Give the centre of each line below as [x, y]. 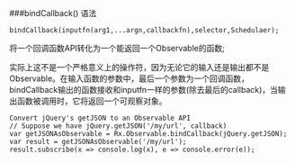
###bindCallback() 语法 [53, 13]
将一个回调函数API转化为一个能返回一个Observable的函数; [117, 48]
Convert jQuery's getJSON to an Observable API [100, 118]
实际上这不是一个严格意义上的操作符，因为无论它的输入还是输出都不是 [139, 67]
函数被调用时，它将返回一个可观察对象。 [92, 101]
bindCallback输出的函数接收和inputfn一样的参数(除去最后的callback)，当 [144, 90]
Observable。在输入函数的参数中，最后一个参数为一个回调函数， [130, 78]
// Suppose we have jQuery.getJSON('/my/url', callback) [118, 126]
